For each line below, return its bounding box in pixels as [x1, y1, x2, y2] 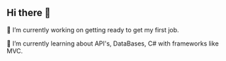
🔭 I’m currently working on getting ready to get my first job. [6, 25, 179, 34]
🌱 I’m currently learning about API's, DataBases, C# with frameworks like [6, 39, 219, 48]
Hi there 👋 [6, 7, 51, 19]
